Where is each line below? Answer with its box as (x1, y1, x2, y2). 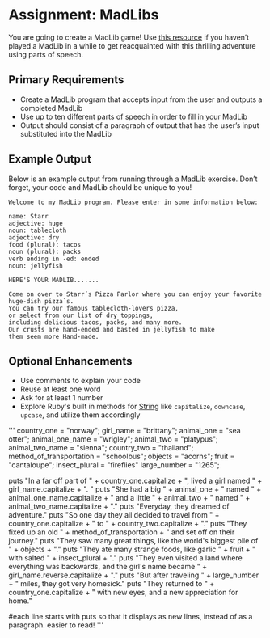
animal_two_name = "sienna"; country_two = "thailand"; (8, 443, 194, 453)
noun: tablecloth (8, 226, 67, 234)
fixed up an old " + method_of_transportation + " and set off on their (8, 527, 235, 537)
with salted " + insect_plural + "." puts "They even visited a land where (8, 553, 243, 563)
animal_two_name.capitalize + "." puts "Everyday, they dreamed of (8, 501, 230, 511)
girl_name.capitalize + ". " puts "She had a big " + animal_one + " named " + (8, 484, 261, 494)
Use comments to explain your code (19, 376, 141, 386)
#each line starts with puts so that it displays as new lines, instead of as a (8, 612, 253, 622)
